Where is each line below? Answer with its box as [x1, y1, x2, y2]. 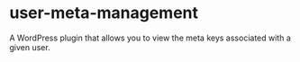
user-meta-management [9, 3, 199, 23]
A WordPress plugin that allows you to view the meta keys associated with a [9, 32, 291, 43]
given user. [9, 41, 51, 52]
